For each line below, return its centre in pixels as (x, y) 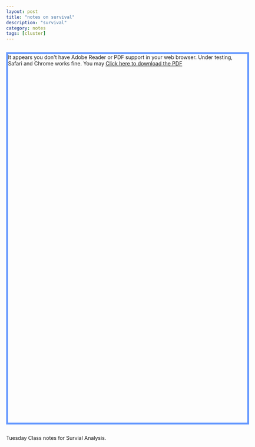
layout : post (22, 11)
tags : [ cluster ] (26, 34)
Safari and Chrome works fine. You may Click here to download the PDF (95, 64)
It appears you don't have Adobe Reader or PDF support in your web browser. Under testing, (120, 57)
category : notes (26, 28)
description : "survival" (37, 22)
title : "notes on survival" (41, 17)
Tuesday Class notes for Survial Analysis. (56, 438)
